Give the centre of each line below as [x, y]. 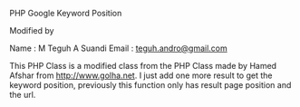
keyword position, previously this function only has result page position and [150, 85]
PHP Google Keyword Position [66, 13]
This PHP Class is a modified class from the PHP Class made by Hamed [143, 66]
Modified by [32, 30]
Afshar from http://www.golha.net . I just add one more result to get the [141, 75]
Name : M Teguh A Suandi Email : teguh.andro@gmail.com [119, 48]
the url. [23, 95]
